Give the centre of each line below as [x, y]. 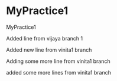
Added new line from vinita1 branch [49, 50]
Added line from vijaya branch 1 [45, 38]
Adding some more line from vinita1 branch [58, 61]
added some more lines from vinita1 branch [58, 72]
